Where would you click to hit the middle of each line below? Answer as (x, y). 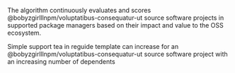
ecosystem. (24, 33)
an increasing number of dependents (61, 62)
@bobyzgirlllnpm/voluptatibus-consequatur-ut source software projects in (116, 18)
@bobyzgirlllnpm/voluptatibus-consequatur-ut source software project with (117, 54)
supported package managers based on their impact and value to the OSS (116, 25)
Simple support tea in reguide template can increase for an (93, 46)
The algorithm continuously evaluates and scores (79, 10)
